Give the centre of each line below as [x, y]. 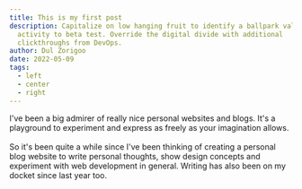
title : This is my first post [66, 17]
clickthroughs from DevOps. [70, 43]
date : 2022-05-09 [42, 59]
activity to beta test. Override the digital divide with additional [150, 34]
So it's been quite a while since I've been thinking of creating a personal [142, 146]
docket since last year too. [58, 175]
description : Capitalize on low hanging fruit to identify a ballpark [144, 26]
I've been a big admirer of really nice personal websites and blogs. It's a [142, 118]
